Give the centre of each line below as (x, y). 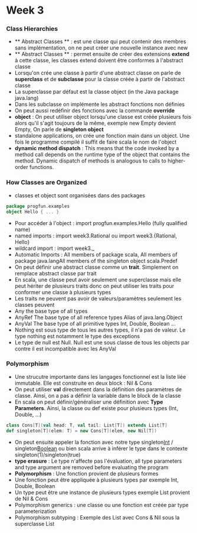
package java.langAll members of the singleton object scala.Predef (96, 261)
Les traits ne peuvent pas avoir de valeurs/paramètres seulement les (98, 298)
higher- (177, 161)
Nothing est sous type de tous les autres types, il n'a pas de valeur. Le (100, 330)
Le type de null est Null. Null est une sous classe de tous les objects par (102, 342)
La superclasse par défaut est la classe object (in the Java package (96, 92)
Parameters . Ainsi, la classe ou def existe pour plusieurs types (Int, (96, 408)
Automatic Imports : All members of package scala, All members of (96, 254)
